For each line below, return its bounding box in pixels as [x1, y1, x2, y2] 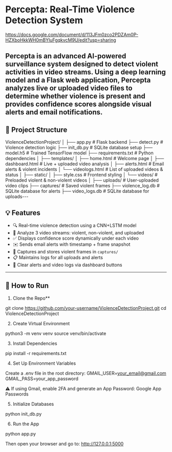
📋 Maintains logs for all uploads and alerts [12, 254, 103, 260]
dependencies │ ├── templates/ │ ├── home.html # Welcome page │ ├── [5, 155, 164, 162]
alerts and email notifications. [5, 108, 103, 116]
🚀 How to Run [5, 281, 49, 290]
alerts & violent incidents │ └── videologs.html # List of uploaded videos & [5, 166, 163, 172]
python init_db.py [5, 410, 42, 417]
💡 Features [5, 208, 41, 217]
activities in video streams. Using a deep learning [5, 68, 166, 76]
